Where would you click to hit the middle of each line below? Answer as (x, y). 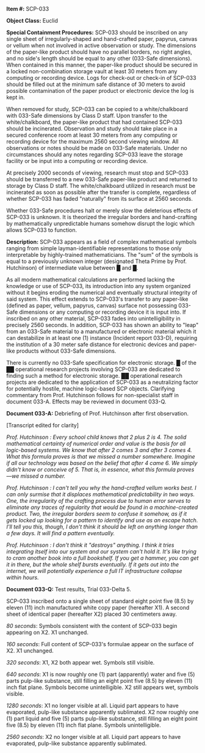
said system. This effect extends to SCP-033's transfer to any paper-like (97, 299)
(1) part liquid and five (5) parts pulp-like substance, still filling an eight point (102, 719)
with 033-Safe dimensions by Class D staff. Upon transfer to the (87, 116)
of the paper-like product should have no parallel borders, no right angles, (99, 52)
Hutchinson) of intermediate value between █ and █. (72, 268)
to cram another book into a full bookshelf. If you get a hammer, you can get (103, 558)
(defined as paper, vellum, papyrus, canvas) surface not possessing (92, 305)
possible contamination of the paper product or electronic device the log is (100, 91)
